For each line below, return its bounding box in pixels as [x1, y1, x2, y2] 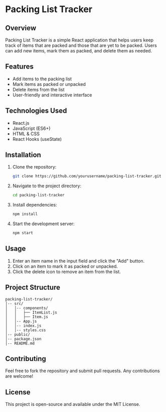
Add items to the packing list [12, 76, 72, 82]
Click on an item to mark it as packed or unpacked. [12, 263, 118, 269]
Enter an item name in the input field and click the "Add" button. [12, 257, 145, 264]
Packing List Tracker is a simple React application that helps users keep [5, 37, 154, 43]
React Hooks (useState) [12, 136, 62, 142]
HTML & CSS [12, 130, 40, 137]
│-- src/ [5, 301, 24, 306]
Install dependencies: [12, 202, 57, 208]
